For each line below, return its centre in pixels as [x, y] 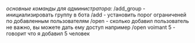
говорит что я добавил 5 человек [48, 34]
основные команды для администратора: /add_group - [76, 9]
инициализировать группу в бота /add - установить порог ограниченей [96, 15]
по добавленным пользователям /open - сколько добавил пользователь [97, 21]
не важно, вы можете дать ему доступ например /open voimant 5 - [91, 27]
